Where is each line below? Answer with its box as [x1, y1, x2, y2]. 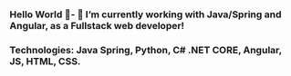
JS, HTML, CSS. [9, 54, 81, 67]
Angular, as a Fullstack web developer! [9, 19, 185, 32]
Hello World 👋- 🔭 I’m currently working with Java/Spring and [9, 8, 282, 21]
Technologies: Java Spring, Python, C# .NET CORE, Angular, [9, 43, 283, 56]
